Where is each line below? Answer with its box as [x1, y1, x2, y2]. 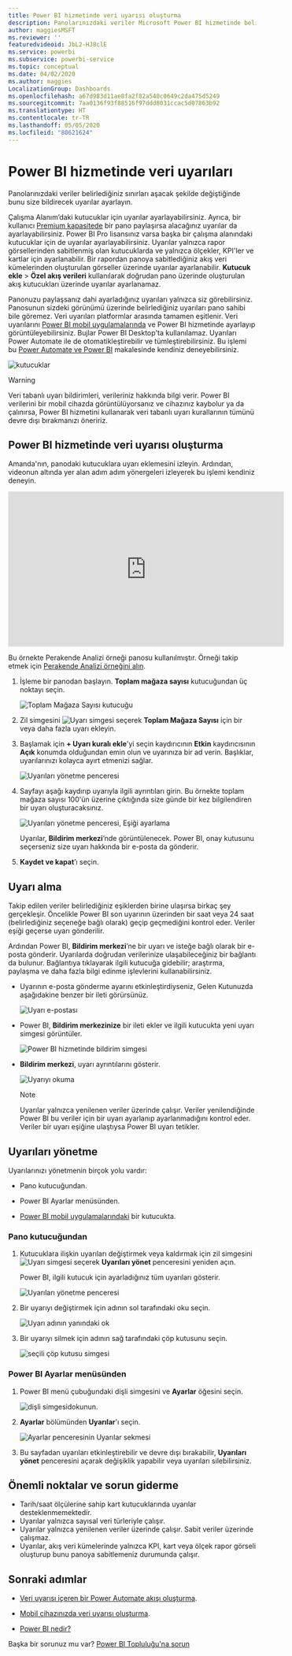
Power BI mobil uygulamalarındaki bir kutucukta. [19, 1212, 176, 1221]
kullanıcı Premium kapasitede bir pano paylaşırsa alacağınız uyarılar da [8, 220, 238, 230]
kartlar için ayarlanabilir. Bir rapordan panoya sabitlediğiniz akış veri [8, 254, 227, 264]
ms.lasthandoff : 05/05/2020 [8, 121, 101, 129]
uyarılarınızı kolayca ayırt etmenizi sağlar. [19, 756, 153, 765]
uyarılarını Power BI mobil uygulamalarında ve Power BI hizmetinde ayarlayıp [8, 320, 256, 329]
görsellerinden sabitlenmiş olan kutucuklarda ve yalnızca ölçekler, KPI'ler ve [8, 246, 254, 255]
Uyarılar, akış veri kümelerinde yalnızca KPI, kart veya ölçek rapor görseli [19, 1541, 257, 1551]
